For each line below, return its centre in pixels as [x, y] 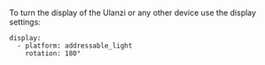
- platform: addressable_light [75, 46]
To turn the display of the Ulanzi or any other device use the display [133, 13]
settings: [25, 22]
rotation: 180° [53, 54]
